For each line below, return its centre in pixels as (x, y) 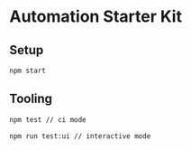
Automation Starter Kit (96, 17)
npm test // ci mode (48, 119)
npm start (28, 70)
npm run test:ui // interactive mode (80, 136)
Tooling (31, 99)
